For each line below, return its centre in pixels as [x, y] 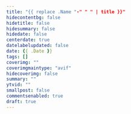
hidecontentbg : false [34, 17]
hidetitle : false [28, 23]
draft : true [21, 101]
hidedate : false [27, 34]
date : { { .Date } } [29, 51]
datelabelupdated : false [37, 46]
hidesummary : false [31, 29]
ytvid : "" [19, 85]
